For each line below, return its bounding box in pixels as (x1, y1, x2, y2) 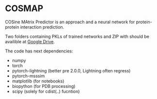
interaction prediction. (20, 24, 64, 30)
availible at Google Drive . (5, 38, 55, 44)
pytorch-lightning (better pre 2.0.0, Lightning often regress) (12, 67, 131, 73)
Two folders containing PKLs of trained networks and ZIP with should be (5, 33, 149, 39)
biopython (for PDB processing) (12, 83, 76, 89)
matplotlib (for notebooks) (12, 78, 64, 84)
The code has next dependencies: (5, 48, 74, 54)
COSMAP (5, 3, 44, 14)
